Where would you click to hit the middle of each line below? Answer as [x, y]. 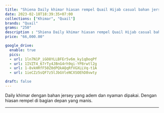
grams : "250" [18, 28]
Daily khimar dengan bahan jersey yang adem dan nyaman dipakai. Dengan [81, 95]
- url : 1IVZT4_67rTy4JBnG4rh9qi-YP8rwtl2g [53, 64]
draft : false [18, 82]
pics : [15, 55]
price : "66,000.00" [25, 37]
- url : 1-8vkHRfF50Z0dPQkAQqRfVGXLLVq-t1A [53, 68]
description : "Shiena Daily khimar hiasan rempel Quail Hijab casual [78, 32]
